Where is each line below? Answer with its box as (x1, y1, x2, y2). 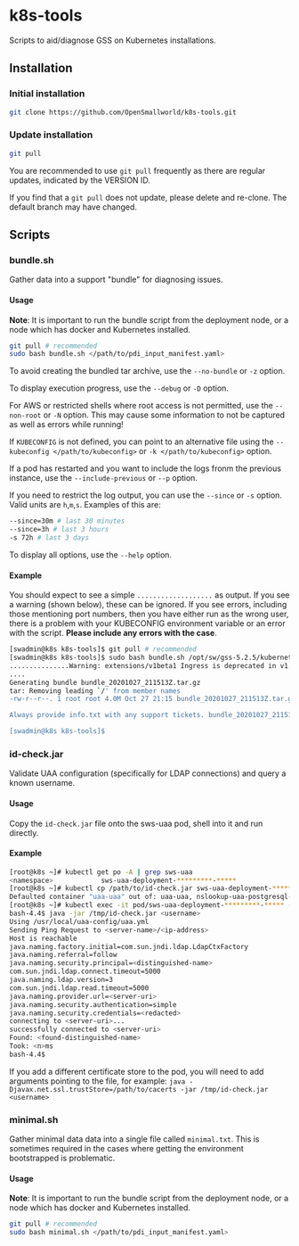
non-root (9, 411, 42, 420)
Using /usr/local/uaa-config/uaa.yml (9, 917, 149, 926)
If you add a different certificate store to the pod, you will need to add (9, 1066, 264, 1077)
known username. (9, 778, 76, 788)
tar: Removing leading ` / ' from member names (9, 686, 181, 696)
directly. (9, 827, 39, 838)
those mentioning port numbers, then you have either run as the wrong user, (9, 608, 289, 620)
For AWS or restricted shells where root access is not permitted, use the (9, 400, 273, 411)
